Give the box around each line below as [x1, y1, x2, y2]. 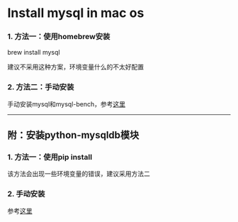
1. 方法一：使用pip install [7, 152, 93, 162]
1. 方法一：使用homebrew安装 [7, 32, 110, 42]
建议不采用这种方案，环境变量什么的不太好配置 [7, 62, 144, 72]
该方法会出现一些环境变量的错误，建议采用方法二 [7, 170, 150, 178]
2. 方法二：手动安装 [7, 82, 74, 92]
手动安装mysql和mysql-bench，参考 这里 [7, 99, 126, 108]
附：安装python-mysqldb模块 [7, 129, 140, 141]
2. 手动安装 [7, 189, 45, 199]
